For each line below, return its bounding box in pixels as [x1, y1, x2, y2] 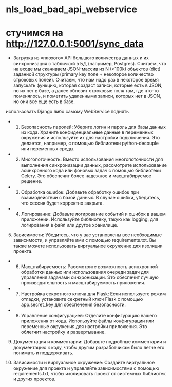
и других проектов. [13, 376, 56, 382]
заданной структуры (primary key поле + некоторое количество [13, 71, 154, 77]
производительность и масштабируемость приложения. [21, 280, 146, 286]
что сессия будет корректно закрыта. [21, 200, 104, 206]
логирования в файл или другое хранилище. [21, 222, 119, 228]
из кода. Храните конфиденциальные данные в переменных [21, 129, 154, 135]
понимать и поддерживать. [13, 350, 74, 356]
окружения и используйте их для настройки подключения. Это [21, 135, 160, 141]
